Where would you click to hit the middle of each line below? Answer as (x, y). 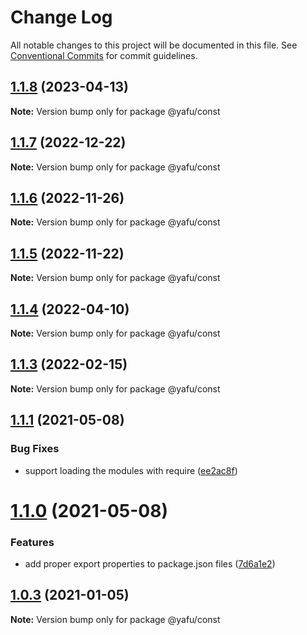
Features (32, 542)
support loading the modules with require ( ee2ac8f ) (131, 470)
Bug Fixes (35, 449)
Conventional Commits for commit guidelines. (104, 55)
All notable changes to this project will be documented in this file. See (154, 45)
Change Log (61, 17)
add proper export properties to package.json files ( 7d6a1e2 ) (150, 563)
